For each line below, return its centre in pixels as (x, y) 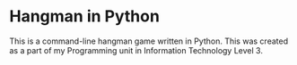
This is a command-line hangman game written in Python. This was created (149, 41)
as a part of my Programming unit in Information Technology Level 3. (136, 50)
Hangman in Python (84, 16)
